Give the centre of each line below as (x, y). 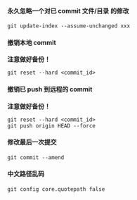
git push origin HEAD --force (52, 126)
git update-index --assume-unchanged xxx (69, 26)
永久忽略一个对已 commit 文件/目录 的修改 (68, 11)
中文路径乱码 (26, 174)
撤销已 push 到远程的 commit (50, 89)
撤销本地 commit (32, 42)
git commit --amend (36, 157)
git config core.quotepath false (56, 189)
